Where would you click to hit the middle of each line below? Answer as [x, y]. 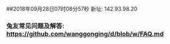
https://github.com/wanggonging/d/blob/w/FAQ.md [85, 34]
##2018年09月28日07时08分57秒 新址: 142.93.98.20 [72, 9]
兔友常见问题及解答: [36, 26]
